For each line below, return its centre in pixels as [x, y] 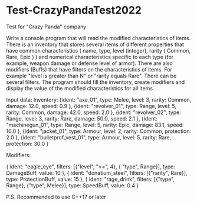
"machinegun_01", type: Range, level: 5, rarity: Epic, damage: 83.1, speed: [95, 125]
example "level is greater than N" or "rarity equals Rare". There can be [91, 76]
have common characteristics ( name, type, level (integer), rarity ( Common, [98, 50]
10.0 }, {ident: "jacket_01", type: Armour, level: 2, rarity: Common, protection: [99, 131]
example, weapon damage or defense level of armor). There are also [89, 63]
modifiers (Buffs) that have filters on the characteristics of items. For [89, 69]
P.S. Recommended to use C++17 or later [56, 197]
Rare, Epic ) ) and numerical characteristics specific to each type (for [90, 57]
